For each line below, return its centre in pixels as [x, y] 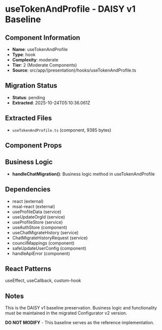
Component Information [43, 38]
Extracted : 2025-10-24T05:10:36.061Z [51, 103]
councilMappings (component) [43, 243]
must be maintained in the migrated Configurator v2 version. [66, 313]
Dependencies [28, 189]
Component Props [34, 146]
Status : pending [28, 97]
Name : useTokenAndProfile [40, 49]
